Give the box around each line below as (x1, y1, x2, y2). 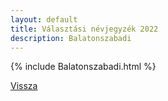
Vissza (10, 80, 38, 92)
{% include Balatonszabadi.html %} (10, 61, 157, 73)
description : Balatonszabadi (10, 33, 132, 43)
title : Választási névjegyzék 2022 (10, 24, 159, 34)
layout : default (10, 14, 78, 25)
